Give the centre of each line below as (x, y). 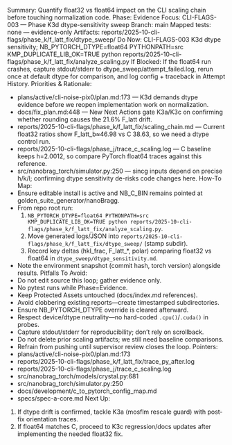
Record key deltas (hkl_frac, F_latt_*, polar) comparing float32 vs (119, 251)
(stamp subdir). (166, 243)
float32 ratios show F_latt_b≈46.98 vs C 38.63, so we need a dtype (113, 134)
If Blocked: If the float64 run (171, 61)
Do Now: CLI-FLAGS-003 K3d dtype (169, 40)
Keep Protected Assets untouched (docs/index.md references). (107, 295)
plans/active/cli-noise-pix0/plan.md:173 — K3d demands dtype (108, 97)
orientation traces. (52, 419)
